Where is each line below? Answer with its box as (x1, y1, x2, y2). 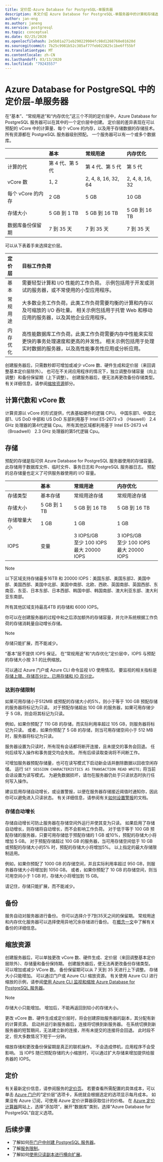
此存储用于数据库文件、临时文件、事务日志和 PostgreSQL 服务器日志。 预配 (5, 464, 156, 470)
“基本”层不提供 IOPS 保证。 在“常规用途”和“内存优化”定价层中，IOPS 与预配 (5, 650, 156, 656)
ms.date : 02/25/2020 (5, 35, 47, 39)
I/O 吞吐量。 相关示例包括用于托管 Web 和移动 (48, 307, 153, 314)
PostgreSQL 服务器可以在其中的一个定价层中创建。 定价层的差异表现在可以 (5, 119, 155, 125)
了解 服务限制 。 (12, 1145, 42, 1151)
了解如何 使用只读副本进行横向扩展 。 (12, 1151, 85, 1157)
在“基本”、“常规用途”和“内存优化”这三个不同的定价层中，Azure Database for (5, 113, 157, 119)
